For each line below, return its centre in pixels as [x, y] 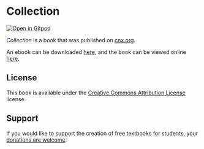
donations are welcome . [37, 140]
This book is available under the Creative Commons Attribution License [96, 93]
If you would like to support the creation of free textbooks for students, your [102, 133]
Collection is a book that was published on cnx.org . [71, 40]
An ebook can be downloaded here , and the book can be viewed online [96, 52]
